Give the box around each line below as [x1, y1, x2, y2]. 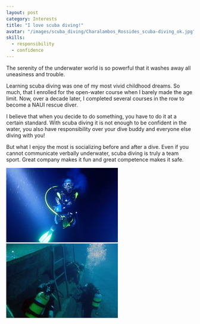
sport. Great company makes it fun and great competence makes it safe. [6, 155, 184, 163]
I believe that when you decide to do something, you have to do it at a [6, 113, 177, 120]
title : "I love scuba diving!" [6, 22, 84, 28]
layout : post [6, 10, 39, 15]
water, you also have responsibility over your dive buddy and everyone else [6, 125, 192, 132]
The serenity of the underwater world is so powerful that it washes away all [6, 64, 191, 71]
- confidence [11, 48, 44, 54]
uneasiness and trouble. [6, 70, 65, 77]
